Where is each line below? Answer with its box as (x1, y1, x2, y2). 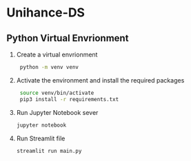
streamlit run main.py (16, 147, 82, 154)
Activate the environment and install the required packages (16, 76, 185, 84)
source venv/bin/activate (19, 89, 94, 96)
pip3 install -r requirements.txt (19, 96, 119, 103)
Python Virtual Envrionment (6, 32, 129, 44)
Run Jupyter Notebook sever (16, 108, 99, 116)
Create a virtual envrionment (16, 50, 98, 58)
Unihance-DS (6, 5, 86, 21)
